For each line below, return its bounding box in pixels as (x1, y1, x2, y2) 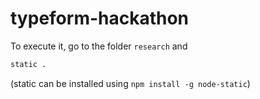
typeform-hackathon (10, 7, 190, 30)
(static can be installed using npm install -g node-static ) (10, 77, 251, 89)
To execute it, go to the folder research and (10, 40, 188, 52)
